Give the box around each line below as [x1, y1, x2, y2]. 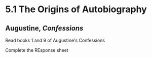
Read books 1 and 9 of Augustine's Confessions [5, 37, 105, 43]
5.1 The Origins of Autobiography [5, 4, 147, 15]
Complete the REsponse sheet [5, 47, 68, 53]
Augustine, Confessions [5, 24, 84, 33]
